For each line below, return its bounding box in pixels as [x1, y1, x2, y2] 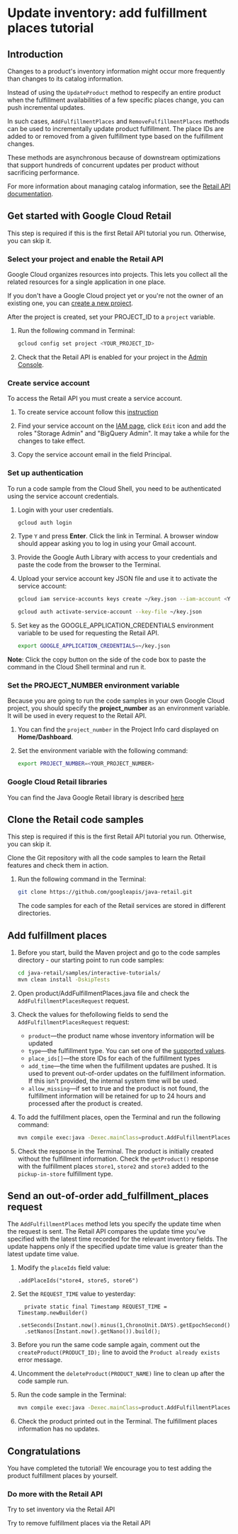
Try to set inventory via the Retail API [7, 1505, 115, 1513]
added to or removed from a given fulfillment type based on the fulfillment [7, 132, 223, 140]
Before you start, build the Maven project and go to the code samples [17, 948, 221, 957]
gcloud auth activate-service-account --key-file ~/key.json [17, 608, 203, 615]
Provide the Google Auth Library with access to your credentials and [17, 553, 217, 562]
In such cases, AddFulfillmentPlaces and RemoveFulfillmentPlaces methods [7, 117, 229, 125]
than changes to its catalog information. [7, 74, 124, 83]
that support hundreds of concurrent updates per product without [7, 161, 200, 169]
